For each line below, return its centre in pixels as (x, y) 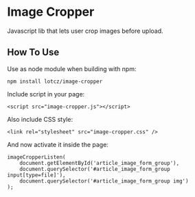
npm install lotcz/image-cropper (55, 81)
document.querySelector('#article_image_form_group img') (104, 181)
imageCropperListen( (37, 157)
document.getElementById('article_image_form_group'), (100, 163)
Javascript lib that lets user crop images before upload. (85, 31)
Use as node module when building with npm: (72, 68)
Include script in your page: (46, 94)
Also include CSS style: (40, 119)
